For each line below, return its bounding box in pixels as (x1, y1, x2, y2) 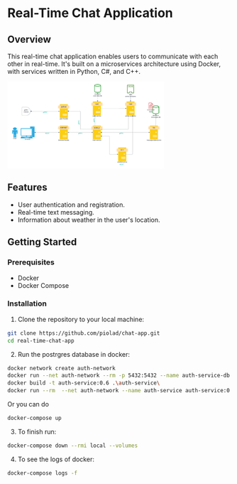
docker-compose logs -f (7, 469, 78, 477)
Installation (7, 299, 48, 308)
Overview (7, 33, 52, 45)
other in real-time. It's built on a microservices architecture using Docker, (7, 60, 221, 68)
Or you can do (7, 400, 50, 409)
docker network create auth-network (7, 365, 116, 372)
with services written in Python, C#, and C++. (7, 68, 140, 75)
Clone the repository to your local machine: (17, 315, 144, 323)
